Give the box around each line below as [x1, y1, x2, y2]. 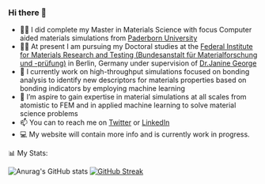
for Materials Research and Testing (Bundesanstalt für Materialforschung [19, 51, 258, 60]
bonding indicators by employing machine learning [19, 84, 186, 93]
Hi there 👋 [8, 7, 47, 18]
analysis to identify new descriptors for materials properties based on [19, 75, 247, 85]
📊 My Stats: [8, 148, 48, 158]
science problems [19, 109, 78, 118]
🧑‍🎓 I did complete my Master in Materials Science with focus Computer [19, 25, 252, 35]
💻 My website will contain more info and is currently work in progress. [19, 130, 251, 139]
